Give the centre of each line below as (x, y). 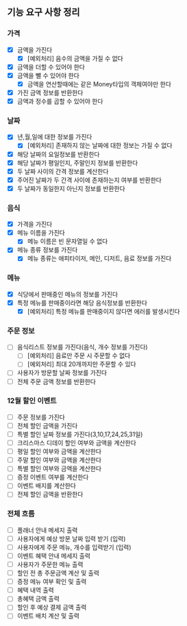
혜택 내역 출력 (35, 590)
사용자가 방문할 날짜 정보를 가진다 (62, 373)
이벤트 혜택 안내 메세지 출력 (54, 555)
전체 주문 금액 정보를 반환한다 (56, 381)
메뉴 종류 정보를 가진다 (47, 250)
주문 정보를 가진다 (41, 417)
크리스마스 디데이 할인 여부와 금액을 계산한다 (77, 443)
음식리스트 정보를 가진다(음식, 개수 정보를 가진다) (83, 347)
